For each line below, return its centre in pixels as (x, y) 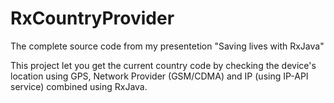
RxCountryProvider (92, 18)
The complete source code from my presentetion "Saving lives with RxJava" (167, 46)
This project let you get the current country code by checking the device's (163, 65)
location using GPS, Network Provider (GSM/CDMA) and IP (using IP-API (159, 76)
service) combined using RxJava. (79, 86)
